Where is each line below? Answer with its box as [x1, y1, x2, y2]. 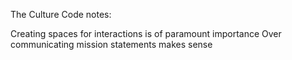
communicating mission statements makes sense [10, 39, 213, 50]
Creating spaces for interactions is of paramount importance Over [10, 28, 282, 39]
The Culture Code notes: [10, 9, 112, 20]
